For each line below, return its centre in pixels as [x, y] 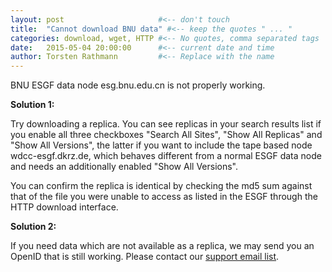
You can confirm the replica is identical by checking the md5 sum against [161, 186]
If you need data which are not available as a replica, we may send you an [162, 246]
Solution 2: [33, 227]
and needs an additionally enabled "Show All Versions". [124, 167]
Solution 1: [32, 105]
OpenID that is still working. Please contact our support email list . [145, 257]
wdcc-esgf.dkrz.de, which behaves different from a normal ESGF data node [166, 156]
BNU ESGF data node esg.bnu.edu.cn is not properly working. [138, 85]
